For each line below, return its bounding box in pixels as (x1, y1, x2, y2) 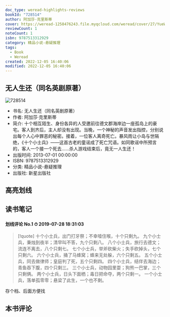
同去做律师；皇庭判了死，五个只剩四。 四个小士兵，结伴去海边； (26, 258, 161, 265)
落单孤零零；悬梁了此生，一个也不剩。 (26, 277, 107, 283)
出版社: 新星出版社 (12, 170, 51, 176)
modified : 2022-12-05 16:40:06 (5, 64, 71, 69)
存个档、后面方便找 (5, 288, 46, 294)
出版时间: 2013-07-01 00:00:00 (12, 152, 78, 158)
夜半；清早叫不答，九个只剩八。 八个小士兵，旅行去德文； (39, 239, 161, 245)
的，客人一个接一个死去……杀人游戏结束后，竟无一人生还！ (12, 145, 136, 151)
